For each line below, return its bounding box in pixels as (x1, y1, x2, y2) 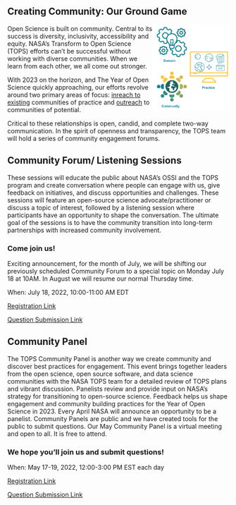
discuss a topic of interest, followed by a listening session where (7, 203, 195, 212)
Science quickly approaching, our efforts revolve (7, 83, 149, 91)
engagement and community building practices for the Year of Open (7, 399, 206, 408)
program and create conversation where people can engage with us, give (7, 181, 221, 189)
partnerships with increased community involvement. (7, 226, 162, 234)
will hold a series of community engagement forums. (7, 134, 161, 142)
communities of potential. (7, 105, 81, 114)
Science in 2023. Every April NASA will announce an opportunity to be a (7, 407, 217, 415)
